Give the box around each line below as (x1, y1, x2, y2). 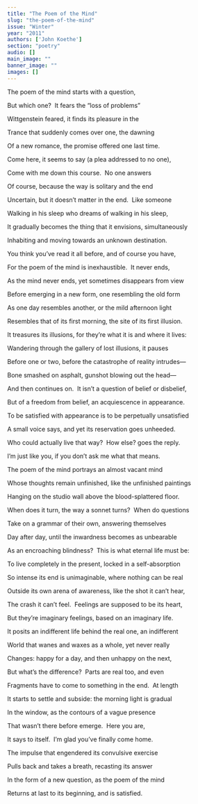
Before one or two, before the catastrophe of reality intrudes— (7, 357, 186, 365)
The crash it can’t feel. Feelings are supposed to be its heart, (7, 600, 183, 608)
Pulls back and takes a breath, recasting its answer (7, 762, 153, 770)
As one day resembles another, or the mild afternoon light (7, 304, 172, 312)
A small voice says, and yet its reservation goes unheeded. (7, 425, 176, 433)
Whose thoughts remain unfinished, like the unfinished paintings (7, 478, 191, 487)
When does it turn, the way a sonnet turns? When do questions (7, 505, 190, 514)
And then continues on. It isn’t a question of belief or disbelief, (7, 384, 187, 393)
